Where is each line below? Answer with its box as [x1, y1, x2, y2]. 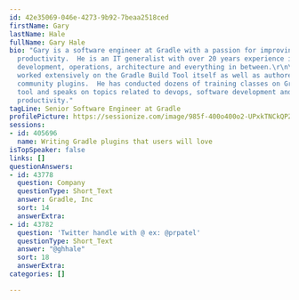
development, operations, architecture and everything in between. [17, 63, 273, 72]
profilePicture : [9, 112, 69, 121]
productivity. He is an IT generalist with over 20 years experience [17, 54, 285, 63]
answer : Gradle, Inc [17, 195, 93, 205]
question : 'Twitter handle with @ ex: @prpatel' [17, 228, 201, 237]
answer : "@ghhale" [17, 245, 86, 254]
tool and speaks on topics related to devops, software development [17, 87, 277, 96]
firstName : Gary [9, 21, 69, 30]
